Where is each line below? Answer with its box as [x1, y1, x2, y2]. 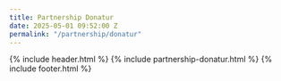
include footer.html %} [9, 63, 92, 74]
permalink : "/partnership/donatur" [9, 29, 142, 38]
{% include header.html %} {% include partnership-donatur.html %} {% [9, 54, 273, 65]
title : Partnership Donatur [9, 12, 115, 22]
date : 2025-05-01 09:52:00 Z [9, 21, 118, 30]
